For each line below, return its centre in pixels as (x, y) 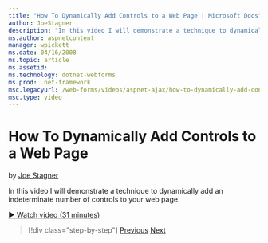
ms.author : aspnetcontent (51, 38)
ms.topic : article (39, 61)
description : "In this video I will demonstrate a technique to (117, 30)
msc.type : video (35, 97)
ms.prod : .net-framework (49, 82)
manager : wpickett (39, 45)
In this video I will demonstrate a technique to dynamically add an (116, 191)
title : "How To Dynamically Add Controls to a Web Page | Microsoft (124, 16)
